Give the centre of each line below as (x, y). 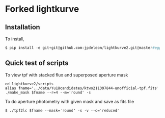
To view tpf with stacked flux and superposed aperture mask (67, 75)
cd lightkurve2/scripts (29, 84)
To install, (15, 39)
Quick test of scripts (37, 63)
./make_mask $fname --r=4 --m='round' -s (48, 92)
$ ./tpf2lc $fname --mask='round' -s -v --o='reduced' (62, 110)
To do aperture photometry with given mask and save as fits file (69, 101)
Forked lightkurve (42, 9)
